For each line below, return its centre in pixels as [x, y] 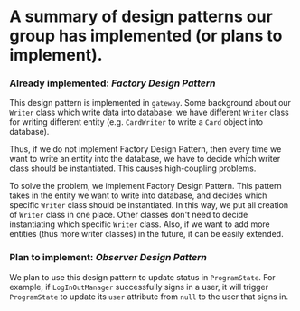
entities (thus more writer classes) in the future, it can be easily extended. [146, 234]
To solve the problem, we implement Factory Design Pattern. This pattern [145, 186]
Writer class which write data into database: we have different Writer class [149, 113]
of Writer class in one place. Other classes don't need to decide [129, 215]
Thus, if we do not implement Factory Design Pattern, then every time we [145, 149]
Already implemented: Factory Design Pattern [112, 83]
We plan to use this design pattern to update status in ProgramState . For [142, 277]
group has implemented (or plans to [146, 36]
